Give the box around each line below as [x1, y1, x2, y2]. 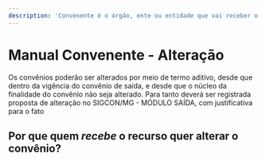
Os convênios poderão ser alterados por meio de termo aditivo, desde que [8, 73, 253, 82]
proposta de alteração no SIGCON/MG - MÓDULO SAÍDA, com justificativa [8, 97, 253, 108]
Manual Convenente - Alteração [8, 45, 225, 64]
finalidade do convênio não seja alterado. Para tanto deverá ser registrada [8, 89, 252, 99]
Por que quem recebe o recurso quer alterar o [8, 129, 239, 143]
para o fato [8, 106, 45, 116]
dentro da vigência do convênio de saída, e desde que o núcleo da [8, 80, 227, 90]
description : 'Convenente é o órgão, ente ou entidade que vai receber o [8, 11, 259, 20]
